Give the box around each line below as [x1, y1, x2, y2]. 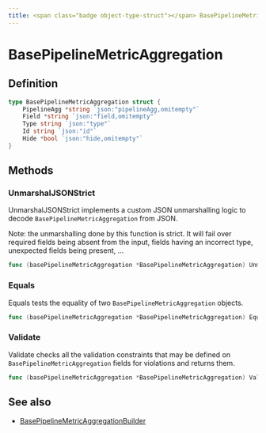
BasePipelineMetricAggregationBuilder [19, 416, 146, 426]
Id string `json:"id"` [22, 127, 97, 135]
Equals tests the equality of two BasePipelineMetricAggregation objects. [8, 298, 244, 307]
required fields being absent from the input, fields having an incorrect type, [8, 238, 253, 247]
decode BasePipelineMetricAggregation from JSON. [8, 214, 178, 224]
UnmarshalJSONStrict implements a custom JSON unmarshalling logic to [8, 205, 246, 215]
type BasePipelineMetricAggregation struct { [8, 98, 161, 106]
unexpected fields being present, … [8, 246, 124, 255]
